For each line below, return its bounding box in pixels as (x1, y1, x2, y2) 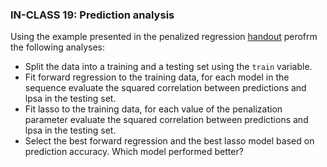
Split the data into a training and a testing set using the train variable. (24, 61, 313, 73)
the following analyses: (10, 41, 105, 53)
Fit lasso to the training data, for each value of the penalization (24, 103, 283, 115)
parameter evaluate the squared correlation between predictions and (24, 114, 309, 126)
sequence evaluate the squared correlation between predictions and (24, 82, 307, 94)
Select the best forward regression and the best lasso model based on (24, 135, 315, 147)
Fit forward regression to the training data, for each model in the (24, 71, 290, 83)
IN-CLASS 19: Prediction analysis (10, 8, 175, 22)
